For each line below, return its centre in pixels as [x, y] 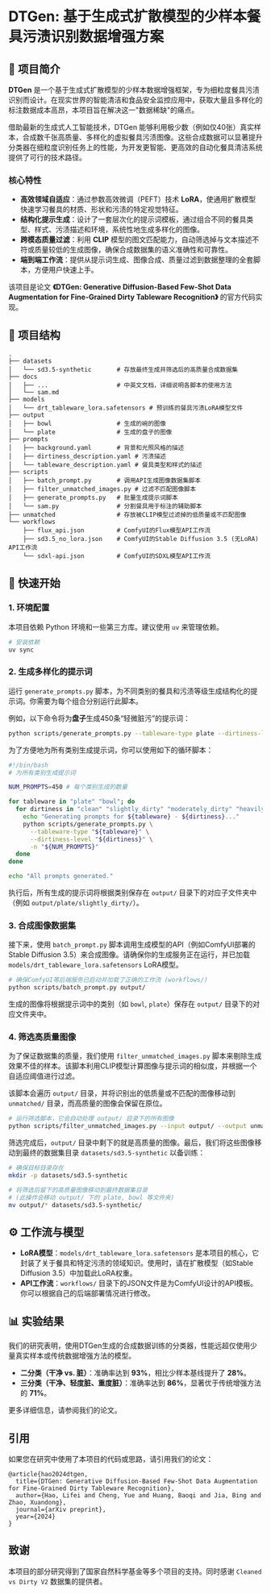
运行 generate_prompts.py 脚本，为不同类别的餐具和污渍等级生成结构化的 [129, 691]
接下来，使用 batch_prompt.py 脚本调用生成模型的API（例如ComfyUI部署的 [132, 945]
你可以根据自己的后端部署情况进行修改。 [87, 1293]
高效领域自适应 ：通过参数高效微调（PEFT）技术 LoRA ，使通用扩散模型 [138, 199]
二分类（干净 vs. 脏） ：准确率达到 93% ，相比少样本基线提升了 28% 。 [135, 1373]
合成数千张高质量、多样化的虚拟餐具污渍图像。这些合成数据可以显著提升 [142, 137]
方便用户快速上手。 [66, 270]
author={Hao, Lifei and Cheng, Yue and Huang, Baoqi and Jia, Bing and [139, 1496]
